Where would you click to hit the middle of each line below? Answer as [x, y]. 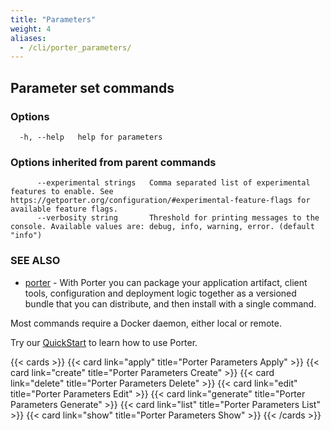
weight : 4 [31, 29]
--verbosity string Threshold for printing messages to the [178, 218]
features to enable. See [62, 192]
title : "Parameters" [53, 19]
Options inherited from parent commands [113, 162]
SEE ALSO [35, 261]
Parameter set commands [92, 87]
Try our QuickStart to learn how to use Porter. [104, 342]
